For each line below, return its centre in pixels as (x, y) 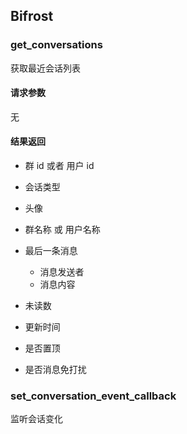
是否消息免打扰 (55, 370)
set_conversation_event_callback (93, 396)
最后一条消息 (51, 251)
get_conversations (56, 45)
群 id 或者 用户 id (59, 166)
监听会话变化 (36, 419)
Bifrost (32, 16)
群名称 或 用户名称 (62, 230)
